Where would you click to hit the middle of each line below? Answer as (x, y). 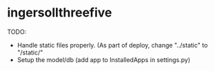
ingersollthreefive (60, 13)
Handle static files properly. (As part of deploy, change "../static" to (112, 45)
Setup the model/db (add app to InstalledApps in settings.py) (104, 59)
